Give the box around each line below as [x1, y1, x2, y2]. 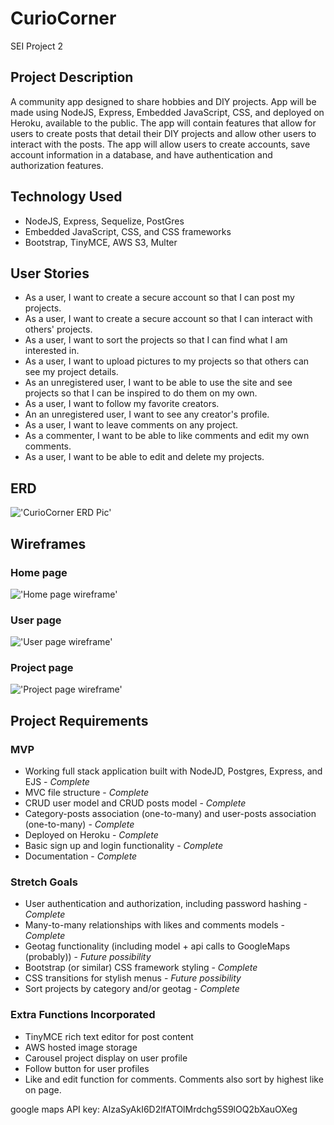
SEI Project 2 [10, 40, 64, 52]
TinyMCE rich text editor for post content [24, 1030, 194, 1042]
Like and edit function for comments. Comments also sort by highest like [24, 1073, 324, 1085]
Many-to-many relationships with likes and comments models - [24, 919, 286, 931]
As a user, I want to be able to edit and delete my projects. [24, 451, 265, 463]
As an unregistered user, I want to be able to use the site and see [24, 377, 293, 389]
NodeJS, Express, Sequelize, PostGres [24, 215, 185, 227]
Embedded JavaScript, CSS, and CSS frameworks [24, 225, 232, 237]
